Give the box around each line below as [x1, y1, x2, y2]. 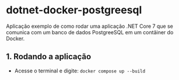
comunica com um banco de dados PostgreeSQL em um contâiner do [6, 28, 174, 35]
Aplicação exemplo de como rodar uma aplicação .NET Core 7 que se [6, 23, 173, 30]
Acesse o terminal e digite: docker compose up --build [14, 67, 146, 74]
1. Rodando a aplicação [6, 52, 92, 61]
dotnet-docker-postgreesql [6, 3, 142, 17]
